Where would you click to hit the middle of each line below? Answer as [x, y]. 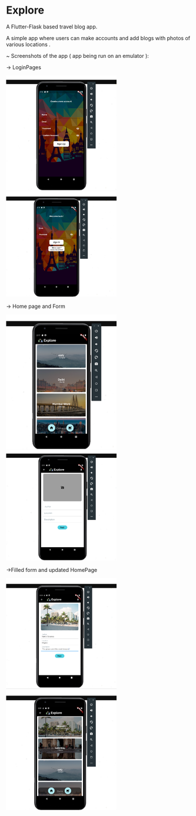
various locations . [29, 44]
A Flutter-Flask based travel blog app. [52, 27]
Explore [25, 10]
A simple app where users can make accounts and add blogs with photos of [98, 38]
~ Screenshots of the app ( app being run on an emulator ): [77, 56]
